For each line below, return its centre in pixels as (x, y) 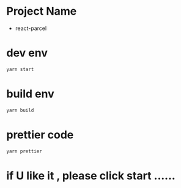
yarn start (20, 69)
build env (30, 94)
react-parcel (31, 28)
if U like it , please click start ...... (91, 175)
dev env (27, 53)
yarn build (20, 110)
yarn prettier (24, 151)
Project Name (42, 11)
